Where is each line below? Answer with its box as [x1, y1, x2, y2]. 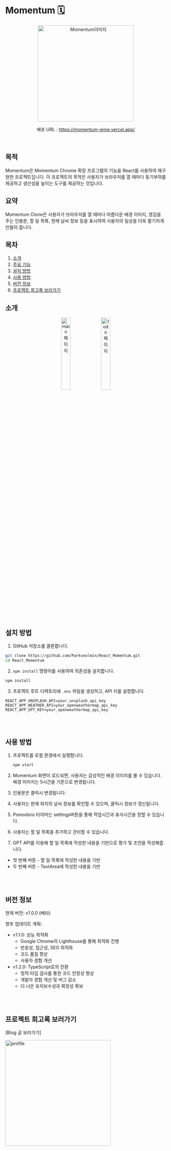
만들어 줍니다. [5, 224, 33, 230]
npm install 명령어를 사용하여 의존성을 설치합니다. [12, 668, 115, 674]
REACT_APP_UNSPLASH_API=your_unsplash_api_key [5, 698, 106, 703]
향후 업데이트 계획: [5, 921, 42, 927]
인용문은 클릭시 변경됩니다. [12, 790, 66, 796]
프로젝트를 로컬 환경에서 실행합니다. [12, 752, 84, 759]
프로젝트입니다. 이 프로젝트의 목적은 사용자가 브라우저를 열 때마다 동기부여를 [14, 173, 166, 180]
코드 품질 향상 [20, 951, 48, 957]
